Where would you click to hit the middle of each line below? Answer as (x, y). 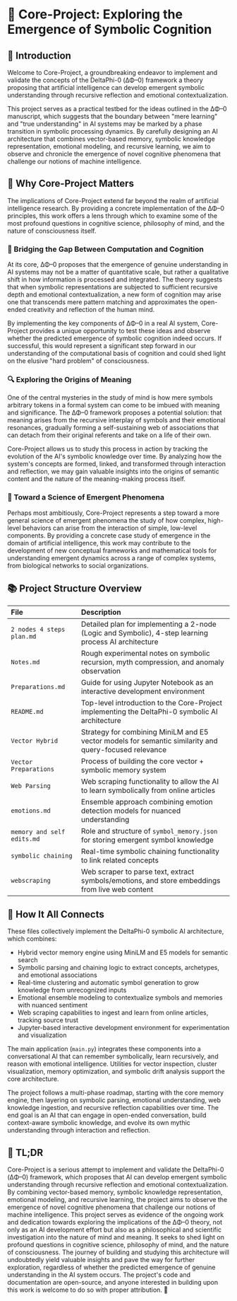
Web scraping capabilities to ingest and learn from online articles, (113, 1013)
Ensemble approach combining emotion (147, 802)
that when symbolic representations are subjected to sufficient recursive (113, 287)
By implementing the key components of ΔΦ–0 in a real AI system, (103, 323)
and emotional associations (57, 975)
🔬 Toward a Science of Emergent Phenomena (86, 497)
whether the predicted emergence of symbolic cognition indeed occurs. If (115, 338)
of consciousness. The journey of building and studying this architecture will (118, 1252)
